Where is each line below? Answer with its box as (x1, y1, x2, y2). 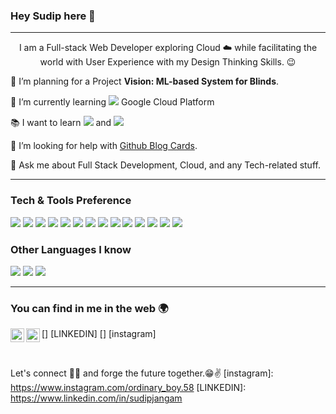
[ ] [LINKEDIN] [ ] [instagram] (41, 328, 157, 340)
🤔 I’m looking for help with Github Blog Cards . (10, 140, 198, 152)
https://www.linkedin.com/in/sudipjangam (10, 392, 183, 404)
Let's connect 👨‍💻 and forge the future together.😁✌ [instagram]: (10, 367, 274, 379)
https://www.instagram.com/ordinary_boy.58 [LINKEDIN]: (10, 382, 247, 394)
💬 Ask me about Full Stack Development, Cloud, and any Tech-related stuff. (10, 159, 321, 171)
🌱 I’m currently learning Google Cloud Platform (10, 96, 215, 108)
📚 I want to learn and (10, 117, 112, 129)
